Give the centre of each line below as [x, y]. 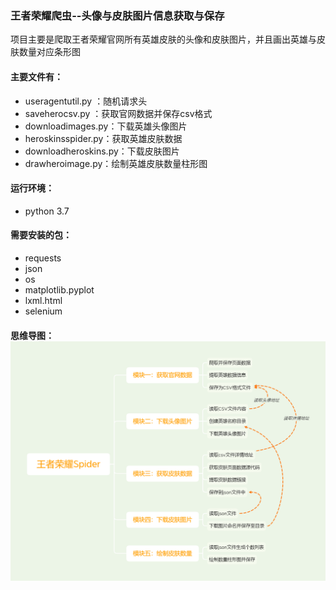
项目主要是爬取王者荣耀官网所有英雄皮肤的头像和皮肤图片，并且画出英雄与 [163, 39]
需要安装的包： [41, 235]
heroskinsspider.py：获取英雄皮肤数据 [103, 138]
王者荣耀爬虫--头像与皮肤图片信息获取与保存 [117, 15]
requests [43, 258]
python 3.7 [47, 211]
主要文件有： [36, 76]
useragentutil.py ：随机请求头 [86, 101]
